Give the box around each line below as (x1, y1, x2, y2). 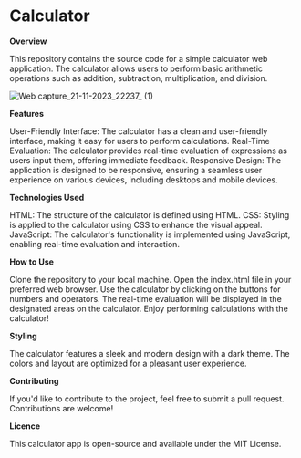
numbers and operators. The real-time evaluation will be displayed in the (9, 293, 283, 304)
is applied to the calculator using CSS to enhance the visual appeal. (9, 219, 263, 230)
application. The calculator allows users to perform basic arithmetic (9, 63, 263, 74)
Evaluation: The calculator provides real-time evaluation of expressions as (9, 145, 287, 156)
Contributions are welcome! (9, 402, 114, 413)
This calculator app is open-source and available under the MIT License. (9, 438, 282, 449)
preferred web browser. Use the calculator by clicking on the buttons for (9, 284, 281, 295)
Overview (9, 36, 47, 47)
